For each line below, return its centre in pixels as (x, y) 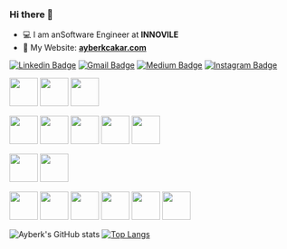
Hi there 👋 (32, 14)
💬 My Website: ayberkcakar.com (84, 48)
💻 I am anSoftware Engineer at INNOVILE (100, 34)
